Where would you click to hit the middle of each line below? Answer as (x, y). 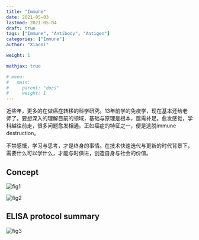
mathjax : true (24, 66)
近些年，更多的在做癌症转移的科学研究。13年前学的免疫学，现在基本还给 (94, 111)
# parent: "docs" (33, 88)
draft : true (21, 28)
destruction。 (23, 133)
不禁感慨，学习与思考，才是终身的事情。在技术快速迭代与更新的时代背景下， (99, 146)
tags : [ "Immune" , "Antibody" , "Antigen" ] (58, 34)
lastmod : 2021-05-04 (32, 23)
